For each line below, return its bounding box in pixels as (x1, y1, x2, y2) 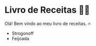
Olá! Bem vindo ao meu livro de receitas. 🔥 (4, 21, 92, 26)
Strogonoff (11, 30, 34, 36)
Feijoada (11, 35, 30, 41)
